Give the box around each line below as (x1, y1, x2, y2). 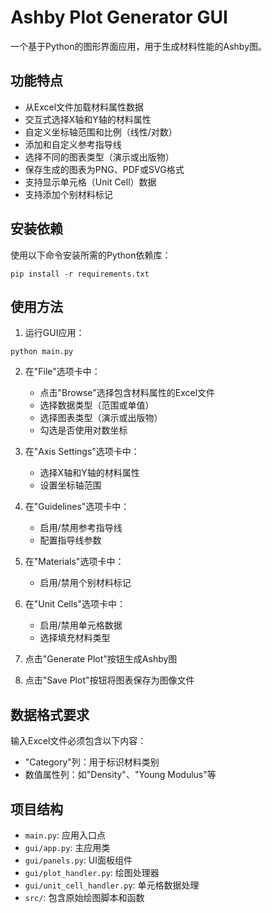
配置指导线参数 (39, 534, 102, 546)
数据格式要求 (10, 706, 90, 723)
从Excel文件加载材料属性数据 (24, 101, 145, 113)
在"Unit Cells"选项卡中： (24, 598, 126, 610)
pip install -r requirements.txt (10, 269, 150, 279)
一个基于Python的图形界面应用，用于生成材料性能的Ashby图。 (10, 40, 268, 52)
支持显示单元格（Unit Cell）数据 (24, 176, 157, 188)
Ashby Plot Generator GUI (10, 6, 228, 29)
